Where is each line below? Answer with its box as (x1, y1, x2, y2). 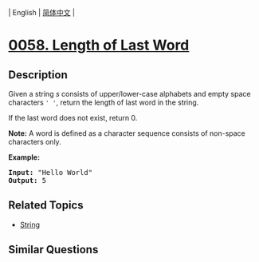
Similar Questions (8, 243, 99, 256)
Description (8, 68, 68, 81)
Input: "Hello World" (8, 168, 93, 177)
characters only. (8, 137, 61, 146)
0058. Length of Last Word (8, 36, 190, 54)
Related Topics (8, 199, 84, 212)
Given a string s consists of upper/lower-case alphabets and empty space (8, 89, 251, 98)
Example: (8, 153, 41, 162)
